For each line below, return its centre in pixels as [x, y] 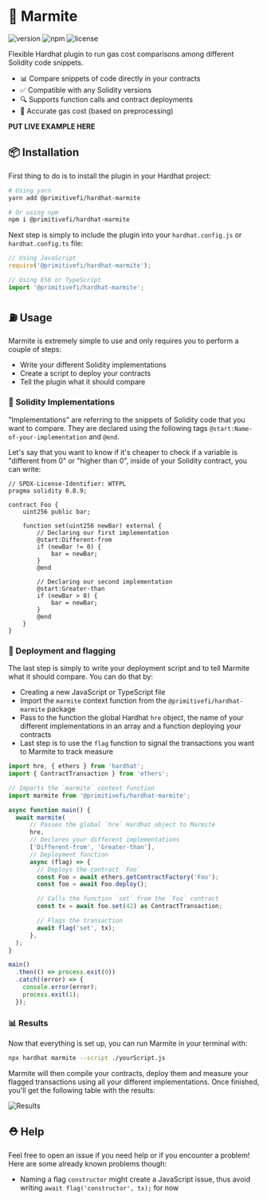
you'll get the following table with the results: [82, 1090]
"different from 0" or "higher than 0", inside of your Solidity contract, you [128, 460]
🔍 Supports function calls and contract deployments [106, 99]
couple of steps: [35, 349]
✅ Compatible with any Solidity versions [86, 90]
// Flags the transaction [80, 921]
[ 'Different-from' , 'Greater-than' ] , [92, 847]
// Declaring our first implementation [103, 532]
